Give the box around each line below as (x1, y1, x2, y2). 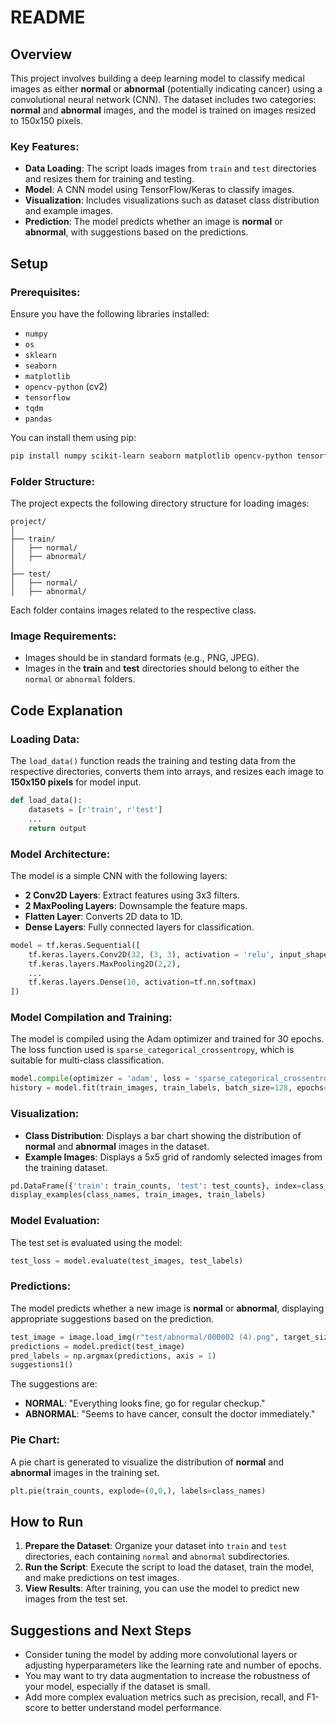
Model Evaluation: (10, 1214, 100, 1228)
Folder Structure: (10, 474, 96, 488)
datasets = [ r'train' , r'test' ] (28, 805, 163, 815)
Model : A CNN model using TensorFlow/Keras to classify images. (24, 184, 295, 196)
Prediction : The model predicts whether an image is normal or (24, 216, 283, 228)
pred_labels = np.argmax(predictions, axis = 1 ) (10, 1351, 217, 1361)
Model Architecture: (10, 847, 111, 861)
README (10, 6, 86, 29)
